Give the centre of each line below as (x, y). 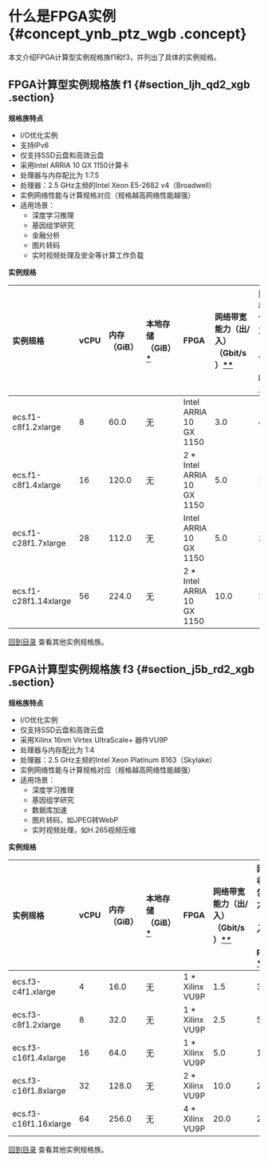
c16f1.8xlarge (39, 1091)
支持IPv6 (34, 145)
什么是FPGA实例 (62, 16)
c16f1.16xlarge (42, 1124)
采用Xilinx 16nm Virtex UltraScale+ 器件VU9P (94, 739)
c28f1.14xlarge (42, 601)
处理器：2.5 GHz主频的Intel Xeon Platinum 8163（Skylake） (118, 759)
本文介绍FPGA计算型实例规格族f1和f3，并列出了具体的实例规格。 (114, 57)
